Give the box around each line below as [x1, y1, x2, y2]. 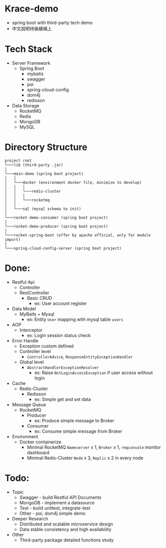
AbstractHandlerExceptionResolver [27, 365, 99, 370]
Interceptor [19, 327, 43, 333]
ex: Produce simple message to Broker [34, 417, 114, 424]
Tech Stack [5, 44, 53, 55]
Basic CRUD [27, 295, 52, 301]
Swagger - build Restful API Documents [19, 494, 101, 500]
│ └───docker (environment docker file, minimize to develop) [5, 180, 142, 185]
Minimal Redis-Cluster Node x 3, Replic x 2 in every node [27, 455, 143, 461]
